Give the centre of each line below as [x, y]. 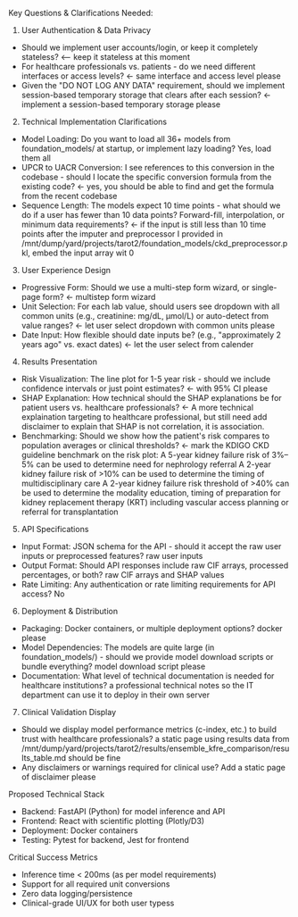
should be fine [95, 758]
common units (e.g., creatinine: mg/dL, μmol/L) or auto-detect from [145, 316]
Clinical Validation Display [69, 712]
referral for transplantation [70, 512]
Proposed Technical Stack [56, 794]
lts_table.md [44, 758]
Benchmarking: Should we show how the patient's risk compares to [145, 436]
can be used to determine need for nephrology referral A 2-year [153, 464]
